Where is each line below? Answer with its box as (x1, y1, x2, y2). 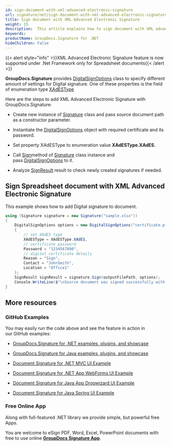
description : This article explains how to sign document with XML (5, 27, 154, 32)
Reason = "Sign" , (23, 256, 60, 261)
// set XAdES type (23, 232, 63, 238)
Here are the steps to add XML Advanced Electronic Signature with (5, 96, 146, 102)
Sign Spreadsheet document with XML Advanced (5, 182, 165, 191)
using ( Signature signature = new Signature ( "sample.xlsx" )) (5, 213, 138, 218)
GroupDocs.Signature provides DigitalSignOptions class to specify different (5, 75, 165, 82)
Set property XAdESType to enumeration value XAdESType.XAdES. (12, 142, 156, 148)
